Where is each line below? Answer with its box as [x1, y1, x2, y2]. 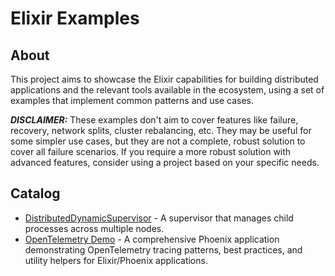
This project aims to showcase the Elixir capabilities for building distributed [10, 73, 319, 85]
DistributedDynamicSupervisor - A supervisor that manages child [24, 212, 294, 224]
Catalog [10, 185, 61, 202]
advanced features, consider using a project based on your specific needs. [10, 157, 320, 168]
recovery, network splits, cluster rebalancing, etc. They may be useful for [10, 125, 312, 136]
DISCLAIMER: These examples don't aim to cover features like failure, [10, 114, 299, 126]
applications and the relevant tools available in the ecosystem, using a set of [10, 84, 325, 96]
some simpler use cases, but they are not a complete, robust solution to [10, 135, 306, 147]
